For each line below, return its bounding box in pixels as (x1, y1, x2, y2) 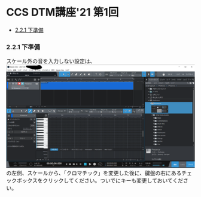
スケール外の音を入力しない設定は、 (6, 57, 96, 65)
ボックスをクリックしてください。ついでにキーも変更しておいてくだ (16, 177, 184, 184)
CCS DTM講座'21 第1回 (6, 5, 119, 19)
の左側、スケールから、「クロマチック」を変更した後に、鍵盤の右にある (6, 169, 182, 177)
